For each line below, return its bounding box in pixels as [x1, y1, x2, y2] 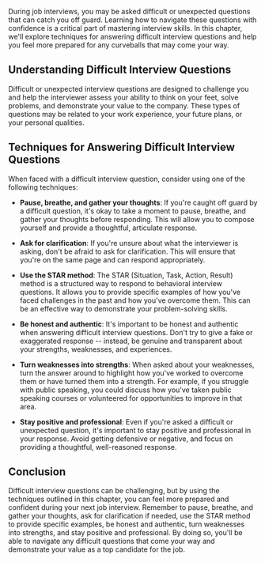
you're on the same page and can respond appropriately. [19, 255, 206, 264]
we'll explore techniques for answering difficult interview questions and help [8, 32, 257, 41]
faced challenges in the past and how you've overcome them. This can [19, 296, 251, 305]
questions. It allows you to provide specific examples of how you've [19, 287, 241, 296]
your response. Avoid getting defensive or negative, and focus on [19, 434, 233, 443]
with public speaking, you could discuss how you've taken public [19, 385, 232, 394]
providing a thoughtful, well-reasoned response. [19, 442, 177, 451]
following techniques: [8, 182, 78, 192]
